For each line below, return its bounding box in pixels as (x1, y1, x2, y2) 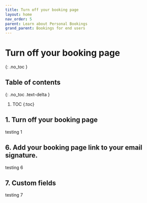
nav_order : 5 (5, 16, 32, 21)
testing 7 (5, 192, 23, 198)
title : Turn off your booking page (5, 7, 79, 12)
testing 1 (5, 129, 22, 135)
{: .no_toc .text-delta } (5, 91, 50, 97)
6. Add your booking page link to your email (5, 143, 143, 152)
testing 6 (5, 164, 23, 170)
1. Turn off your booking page (5, 116, 98, 124)
